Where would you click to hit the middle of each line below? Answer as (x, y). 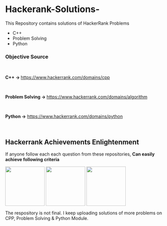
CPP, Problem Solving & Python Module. (47, 218)
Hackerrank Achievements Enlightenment (72, 142)
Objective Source (27, 56)
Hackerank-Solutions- (53, 9)
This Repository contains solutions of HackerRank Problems (67, 23)
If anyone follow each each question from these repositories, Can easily (80, 154)
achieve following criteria (32, 160)
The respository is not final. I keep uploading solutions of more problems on (84, 213)
